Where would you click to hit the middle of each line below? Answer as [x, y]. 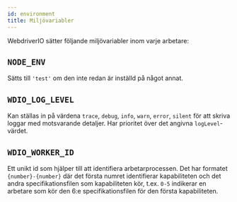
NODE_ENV [27, 62]
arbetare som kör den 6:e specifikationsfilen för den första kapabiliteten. [113, 191]
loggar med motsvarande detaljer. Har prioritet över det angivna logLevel [114, 123]
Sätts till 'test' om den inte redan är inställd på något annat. [96, 78]
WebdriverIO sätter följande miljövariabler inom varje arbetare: [98, 40]
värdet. [18, 131]
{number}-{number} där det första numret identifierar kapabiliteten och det [114, 176]
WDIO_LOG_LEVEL [41, 100]
